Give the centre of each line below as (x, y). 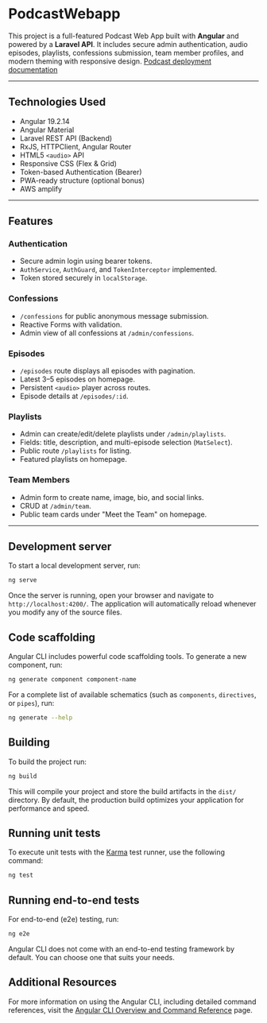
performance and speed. (49, 808)
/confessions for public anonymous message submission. (114, 316)
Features (31, 221)
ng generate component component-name (72, 680)
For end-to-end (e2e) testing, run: (64, 920)
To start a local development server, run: (74, 566)
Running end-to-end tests (74, 900)
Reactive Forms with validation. (71, 324)
